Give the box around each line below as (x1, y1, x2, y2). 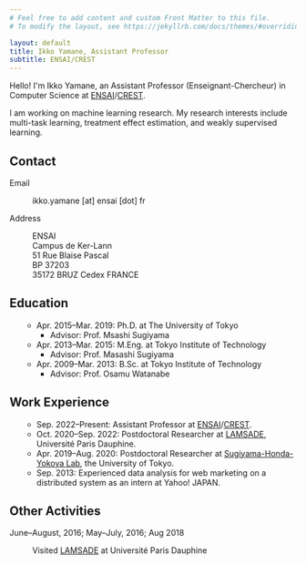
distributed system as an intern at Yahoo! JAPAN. (36, 477, 221, 488)
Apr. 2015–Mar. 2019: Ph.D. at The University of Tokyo (36, 320, 239, 331)
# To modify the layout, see (9, 22, 120, 31)
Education (9, 295, 69, 311)
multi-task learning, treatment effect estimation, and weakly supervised (9, 118, 278, 128)
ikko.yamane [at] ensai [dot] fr (32, 195, 146, 206)
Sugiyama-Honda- (224, 447, 294, 458)
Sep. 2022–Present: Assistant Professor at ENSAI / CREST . (36, 418, 252, 429)
